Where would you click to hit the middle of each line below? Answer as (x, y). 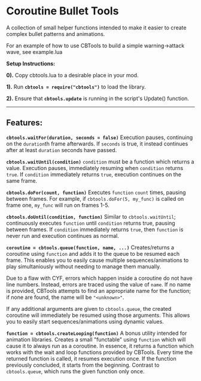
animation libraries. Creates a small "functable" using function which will (96, 339)
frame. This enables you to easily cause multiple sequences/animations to (98, 260)
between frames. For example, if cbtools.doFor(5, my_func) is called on (95, 198)
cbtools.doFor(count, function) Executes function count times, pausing (96, 192)
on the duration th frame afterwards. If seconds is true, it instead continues (97, 143)
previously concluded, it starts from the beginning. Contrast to (83, 365)
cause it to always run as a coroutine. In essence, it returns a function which (100, 346)
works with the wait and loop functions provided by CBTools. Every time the (100, 352)
